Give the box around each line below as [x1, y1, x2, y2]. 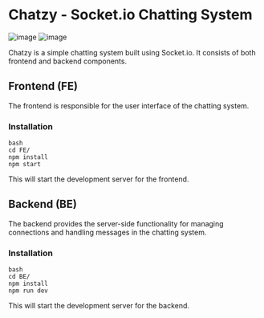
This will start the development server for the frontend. [8, 174, 189, 184]
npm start [8, 161, 42, 169]
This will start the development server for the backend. [8, 301, 190, 311]
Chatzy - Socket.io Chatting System [8, 6, 253, 24]
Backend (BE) [8, 198, 78, 211]
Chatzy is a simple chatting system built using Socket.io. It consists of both [8, 47, 256, 57]
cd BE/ [8, 273, 30, 281]
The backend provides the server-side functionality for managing [8, 218, 224, 228]
